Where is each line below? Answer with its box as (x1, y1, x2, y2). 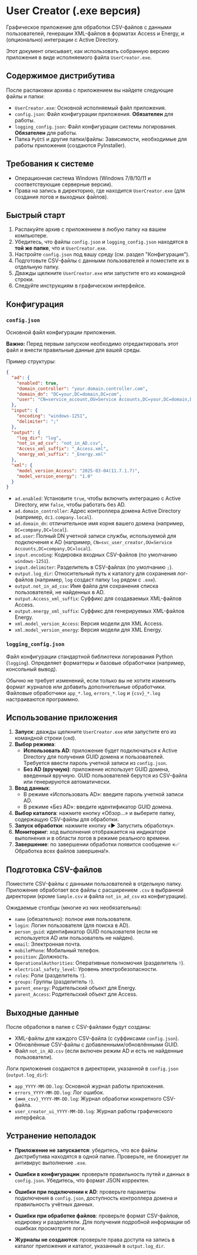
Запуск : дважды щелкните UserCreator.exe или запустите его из (14, 729, 176, 736)
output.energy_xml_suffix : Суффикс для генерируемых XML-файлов (14, 608, 185, 615)
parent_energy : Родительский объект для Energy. (14, 985, 137, 992)
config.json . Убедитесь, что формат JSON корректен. (14, 1177, 150, 1184)
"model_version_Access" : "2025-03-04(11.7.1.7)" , (16, 468, 141, 473)
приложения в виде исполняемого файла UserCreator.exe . (6, 54, 152, 61)
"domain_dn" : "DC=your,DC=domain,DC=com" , (16, 391, 122, 397)
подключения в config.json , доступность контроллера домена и (14, 1194, 178, 1201)
